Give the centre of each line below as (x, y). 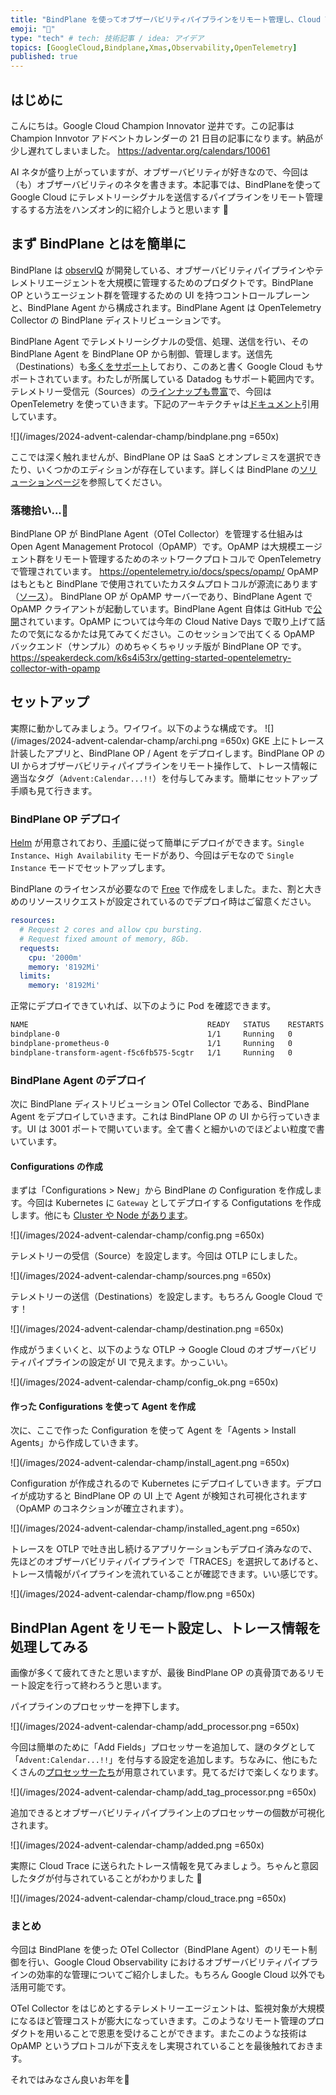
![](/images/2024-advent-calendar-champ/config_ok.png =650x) (144, 1382)
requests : (39, 948)
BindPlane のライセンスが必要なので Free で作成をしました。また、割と (157, 889)
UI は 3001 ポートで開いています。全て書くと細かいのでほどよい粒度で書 (175, 1128)
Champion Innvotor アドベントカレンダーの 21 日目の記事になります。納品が (167, 138)
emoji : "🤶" (33, 29)
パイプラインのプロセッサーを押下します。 (97, 1707)
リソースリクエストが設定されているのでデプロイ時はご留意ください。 (172, 902)
